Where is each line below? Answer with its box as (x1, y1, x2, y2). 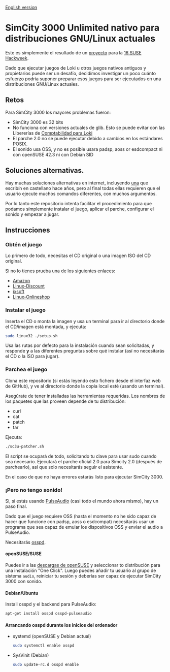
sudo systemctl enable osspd (12, 643, 75, 648)
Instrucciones (5, 226, 50, 234)
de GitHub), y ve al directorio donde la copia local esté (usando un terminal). (5, 383, 165, 389)
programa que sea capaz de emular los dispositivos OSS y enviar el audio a (5, 524, 163, 530)
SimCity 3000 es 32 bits (12, 119, 63, 125)
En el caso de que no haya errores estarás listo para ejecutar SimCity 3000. (5, 473, 163, 479)
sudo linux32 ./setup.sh (5, 333, 58, 338)
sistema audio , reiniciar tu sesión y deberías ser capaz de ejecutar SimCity (5, 573, 161, 579)
